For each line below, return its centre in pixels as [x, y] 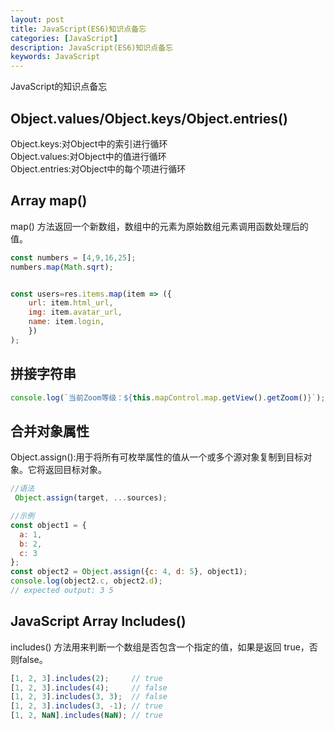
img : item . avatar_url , [75, 312]
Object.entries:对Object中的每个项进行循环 [98, 168]
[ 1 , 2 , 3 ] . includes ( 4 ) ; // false [89, 687]
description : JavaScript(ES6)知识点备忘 [91, 47]
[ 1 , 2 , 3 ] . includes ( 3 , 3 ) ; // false [89, 697]
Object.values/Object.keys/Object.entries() [149, 118]
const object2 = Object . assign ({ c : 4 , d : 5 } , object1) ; [129, 572]
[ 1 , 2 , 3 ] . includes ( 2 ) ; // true [86, 678]
